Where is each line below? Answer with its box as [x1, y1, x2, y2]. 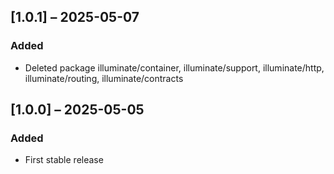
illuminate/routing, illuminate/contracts [24, 72, 184, 84]
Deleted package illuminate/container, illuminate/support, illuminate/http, [24, 61, 325, 74]
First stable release [24, 154, 104, 166]
